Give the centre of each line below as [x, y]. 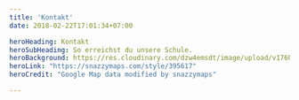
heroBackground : [39, 58]
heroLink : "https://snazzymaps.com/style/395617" [103, 66]
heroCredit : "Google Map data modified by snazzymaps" [113, 75]
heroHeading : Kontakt [49, 42]
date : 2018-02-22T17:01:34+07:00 [71, 26]
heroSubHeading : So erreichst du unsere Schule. [101, 50]
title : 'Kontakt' [41, 17]
